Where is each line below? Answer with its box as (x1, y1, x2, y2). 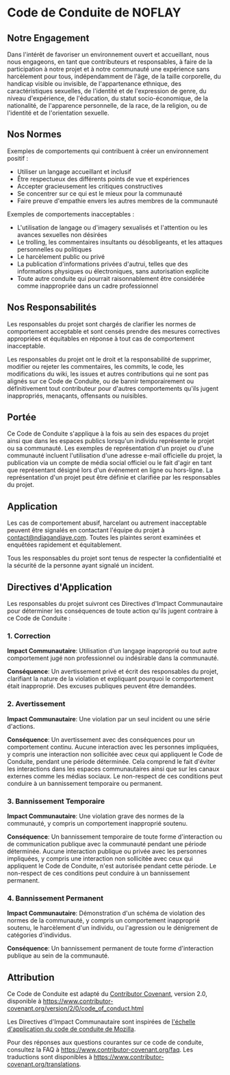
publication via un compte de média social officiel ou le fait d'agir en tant (7, 459, 212, 467)
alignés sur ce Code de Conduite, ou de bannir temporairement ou (7, 376, 194, 385)
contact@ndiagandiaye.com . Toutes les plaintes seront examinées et (7, 534, 201, 542)
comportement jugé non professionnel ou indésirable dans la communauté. (7, 654, 219, 662)
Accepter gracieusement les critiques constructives (16, 182, 163, 190)
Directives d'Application (7, 581, 112, 593)
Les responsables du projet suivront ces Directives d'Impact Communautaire (7, 600, 223, 608)
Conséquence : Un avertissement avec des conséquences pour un (7, 735, 195, 743)
